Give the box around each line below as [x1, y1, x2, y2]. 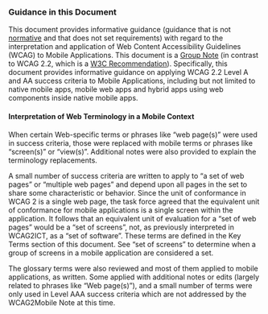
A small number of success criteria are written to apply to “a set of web [8, 171, 245, 180]
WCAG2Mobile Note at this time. [8, 297, 116, 308]
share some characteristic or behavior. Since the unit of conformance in [8, 188, 247, 197]
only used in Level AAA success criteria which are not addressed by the [8, 289, 247, 299]
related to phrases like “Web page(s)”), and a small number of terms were [8, 280, 253, 290]
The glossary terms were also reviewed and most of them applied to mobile [8, 263, 259, 273]
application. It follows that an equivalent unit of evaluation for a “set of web [8, 213, 257, 223]
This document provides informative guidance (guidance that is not [8, 25, 231, 35]
